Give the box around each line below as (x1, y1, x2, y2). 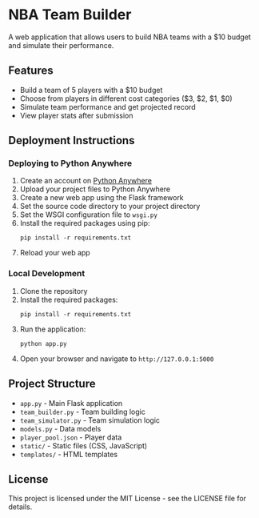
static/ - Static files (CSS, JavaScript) (19, 440, 148, 450)
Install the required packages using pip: (19, 219, 150, 228)
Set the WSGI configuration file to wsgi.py (19, 210, 158, 219)
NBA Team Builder (8, 6, 132, 24)
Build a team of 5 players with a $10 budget (19, 85, 163, 94)
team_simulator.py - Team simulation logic (19, 415, 161, 425)
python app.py (19, 339, 67, 347)
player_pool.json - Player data (19, 432, 122, 442)
